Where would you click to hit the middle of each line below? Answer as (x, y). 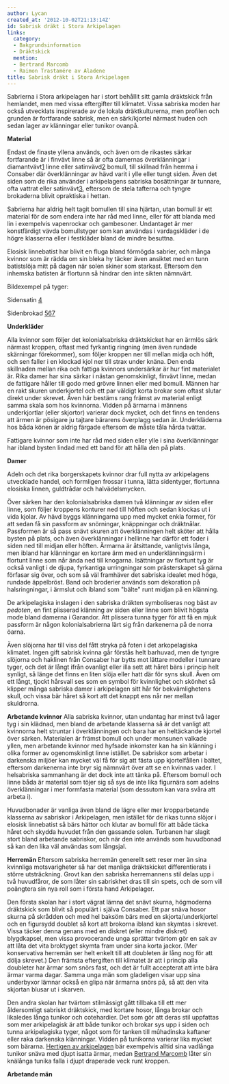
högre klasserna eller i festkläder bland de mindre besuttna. (91, 238)
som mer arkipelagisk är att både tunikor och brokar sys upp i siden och (108, 1024)
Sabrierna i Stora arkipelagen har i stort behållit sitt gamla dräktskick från (110, 97)
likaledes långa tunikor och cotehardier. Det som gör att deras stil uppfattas (113, 1018)
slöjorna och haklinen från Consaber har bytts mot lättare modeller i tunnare (114, 660)
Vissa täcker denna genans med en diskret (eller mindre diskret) (97, 931)
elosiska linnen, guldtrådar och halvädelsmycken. (77, 489)
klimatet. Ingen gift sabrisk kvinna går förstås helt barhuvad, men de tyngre (113, 652)
